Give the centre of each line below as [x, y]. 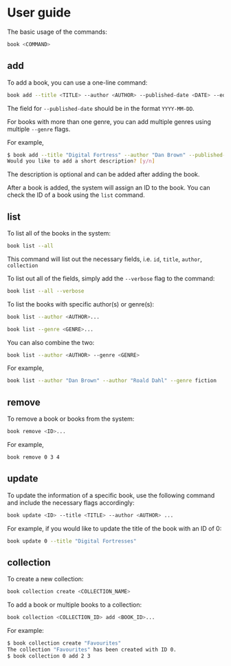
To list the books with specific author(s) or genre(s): [81, 304]
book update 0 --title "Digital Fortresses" [72, 541]
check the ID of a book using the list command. [76, 195]
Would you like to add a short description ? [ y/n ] [81, 161]
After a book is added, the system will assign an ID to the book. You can [109, 188]
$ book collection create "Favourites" [64, 643]
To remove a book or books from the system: [71, 419]
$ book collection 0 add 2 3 [49, 656]
